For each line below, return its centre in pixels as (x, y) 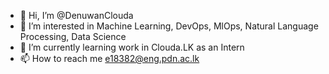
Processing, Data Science (73, 36)
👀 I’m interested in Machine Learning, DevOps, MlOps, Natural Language (169, 26)
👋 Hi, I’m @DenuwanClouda (76, 15)
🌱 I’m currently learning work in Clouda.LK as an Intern (132, 47)
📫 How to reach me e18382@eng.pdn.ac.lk (109, 58)
